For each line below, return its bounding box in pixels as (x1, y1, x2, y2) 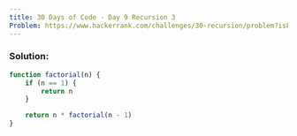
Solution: (9, 50, 49, 63)
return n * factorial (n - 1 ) (25, 111, 133, 120)
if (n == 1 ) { (25, 79, 77, 87)
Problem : (9, 21, 42, 30)
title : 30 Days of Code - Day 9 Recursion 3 (9, 12, 176, 22)
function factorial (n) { (9, 70, 101, 79)
